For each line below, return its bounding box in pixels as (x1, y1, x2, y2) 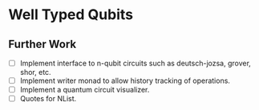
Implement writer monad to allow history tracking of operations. (19, 76, 231, 85)
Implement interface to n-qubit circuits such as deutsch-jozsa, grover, (19, 58, 251, 68)
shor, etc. (19, 68, 51, 77)
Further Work (8, 37, 77, 51)
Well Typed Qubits (8, 6, 134, 24)
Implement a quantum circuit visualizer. (19, 85, 150, 95)
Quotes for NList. (19, 94, 77, 104)
